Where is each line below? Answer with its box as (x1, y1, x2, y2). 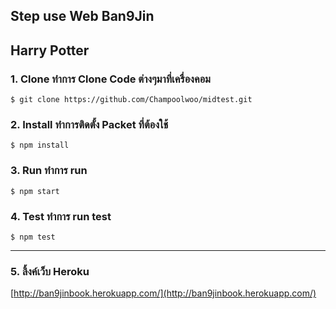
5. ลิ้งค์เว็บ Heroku (10, 264, 90, 278)
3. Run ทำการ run (10, 164, 88, 178)
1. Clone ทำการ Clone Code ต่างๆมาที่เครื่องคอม (10, 72, 211, 86)
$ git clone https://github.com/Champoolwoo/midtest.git (10, 95, 253, 105)
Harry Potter (10, 42, 90, 59)
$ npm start (10, 186, 60, 196)
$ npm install (10, 140, 70, 151)
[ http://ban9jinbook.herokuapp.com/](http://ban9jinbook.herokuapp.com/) (10, 287, 317, 299)
